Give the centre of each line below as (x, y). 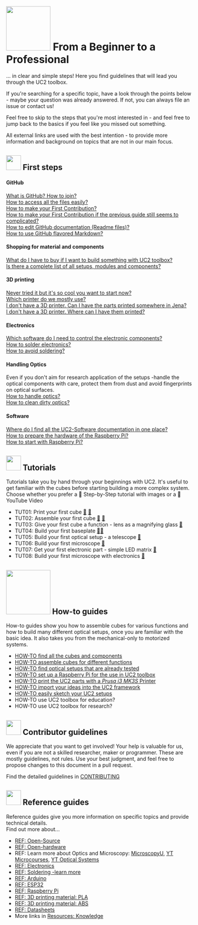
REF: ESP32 (29, 884)
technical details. (27, 823)
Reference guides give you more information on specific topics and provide (98, 816)
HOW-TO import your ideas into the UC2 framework (77, 687)
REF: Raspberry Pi (37, 891)
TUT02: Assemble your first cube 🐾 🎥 (60, 518)
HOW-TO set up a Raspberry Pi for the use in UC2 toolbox (85, 675)
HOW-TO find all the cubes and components (68, 656)
